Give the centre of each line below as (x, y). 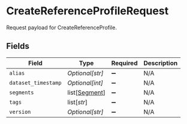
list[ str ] (78, 102)
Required (124, 63)
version (20, 112)
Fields (18, 46)
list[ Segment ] (87, 92)
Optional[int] (85, 83)
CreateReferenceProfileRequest (88, 11)
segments (22, 92)
